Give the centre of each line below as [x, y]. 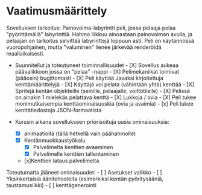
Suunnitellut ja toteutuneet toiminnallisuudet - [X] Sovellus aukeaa [97, 65]
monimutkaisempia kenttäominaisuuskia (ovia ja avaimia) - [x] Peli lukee [104, 103]
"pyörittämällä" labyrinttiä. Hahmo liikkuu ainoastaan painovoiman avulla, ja [99, 34]
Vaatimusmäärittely [57, 11]
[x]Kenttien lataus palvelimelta [62, 161]
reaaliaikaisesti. [25, 53]
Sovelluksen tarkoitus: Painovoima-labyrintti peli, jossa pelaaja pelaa [91, 28]
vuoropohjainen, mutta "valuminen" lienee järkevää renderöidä [84, 47]
